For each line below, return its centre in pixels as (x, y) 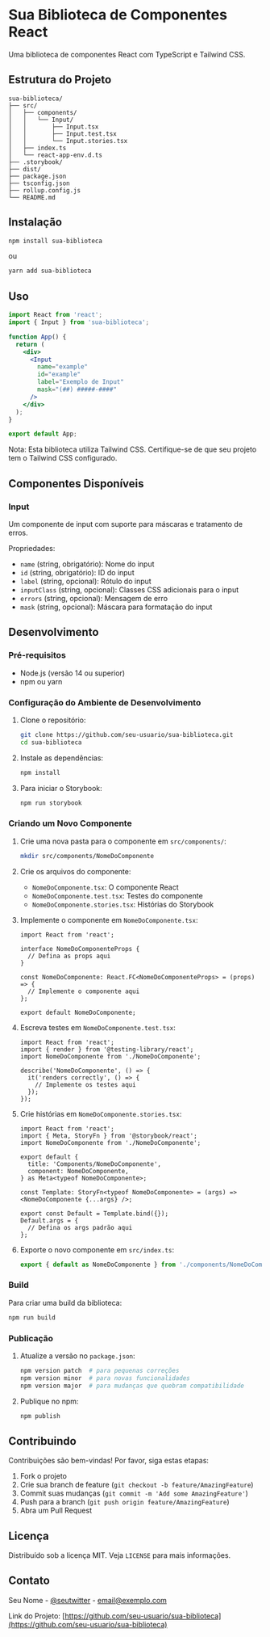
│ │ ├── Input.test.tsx (62, 134)
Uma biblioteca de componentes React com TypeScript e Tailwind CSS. (127, 54)
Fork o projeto (43, 1476)
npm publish (40, 1416)
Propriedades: (32, 548)
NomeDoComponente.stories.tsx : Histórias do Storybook (123, 904)
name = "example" (63, 367)
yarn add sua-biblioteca (50, 271)
